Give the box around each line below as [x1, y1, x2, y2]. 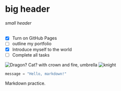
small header [5, 20, 32, 26]
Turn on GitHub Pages [12, 35, 57, 41]
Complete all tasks [12, 52, 50, 58]
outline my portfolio [12, 41, 52, 47]
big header [5, 3, 50, 15]
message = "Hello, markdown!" [5, 71, 67, 76]
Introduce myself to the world [12, 46, 72, 52]
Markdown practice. [5, 80, 46, 86]
